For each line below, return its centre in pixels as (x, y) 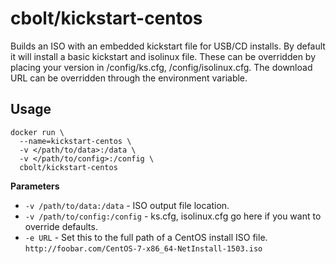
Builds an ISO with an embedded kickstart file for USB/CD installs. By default (168, 46)
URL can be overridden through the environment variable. (129, 78)
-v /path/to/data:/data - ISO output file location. (127, 205)
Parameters (35, 186)
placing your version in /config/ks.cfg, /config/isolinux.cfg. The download (161, 67)
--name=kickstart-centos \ (75, 141)
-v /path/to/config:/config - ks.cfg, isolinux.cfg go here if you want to (173, 216)
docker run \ (37, 132)
